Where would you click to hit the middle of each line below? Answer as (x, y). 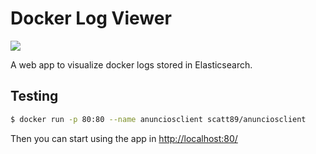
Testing (34, 96)
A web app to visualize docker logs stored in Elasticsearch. (131, 64)
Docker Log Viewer (91, 18)
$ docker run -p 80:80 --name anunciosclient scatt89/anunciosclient (158, 119)
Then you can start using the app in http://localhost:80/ (124, 138)
